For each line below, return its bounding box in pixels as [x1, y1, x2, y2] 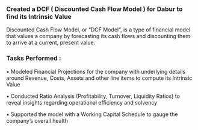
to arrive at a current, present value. [6, 39, 96, 47]
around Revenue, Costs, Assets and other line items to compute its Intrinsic [6, 74, 193, 82]
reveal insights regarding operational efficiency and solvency [6, 99, 158, 106]
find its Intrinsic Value [6, 12, 72, 21]
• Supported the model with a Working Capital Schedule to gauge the [6, 111, 179, 118]
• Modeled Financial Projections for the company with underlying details [6, 68, 185, 75]
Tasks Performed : [6, 54, 61, 62]
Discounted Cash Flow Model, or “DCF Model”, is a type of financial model [6, 26, 191, 33]
